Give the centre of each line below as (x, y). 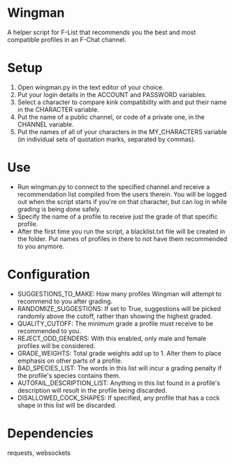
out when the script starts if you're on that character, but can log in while (122, 201)
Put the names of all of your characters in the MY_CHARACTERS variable (122, 131)
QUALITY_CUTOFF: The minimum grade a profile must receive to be (115, 324)
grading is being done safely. (59, 209)
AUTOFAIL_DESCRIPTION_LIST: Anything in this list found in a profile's (119, 383)
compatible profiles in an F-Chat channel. (67, 39)
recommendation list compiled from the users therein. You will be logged (122, 194)
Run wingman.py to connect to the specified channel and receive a (114, 187)
